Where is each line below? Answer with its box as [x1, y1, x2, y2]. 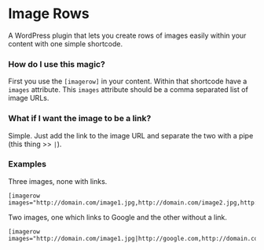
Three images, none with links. [8, 176, 108, 186]
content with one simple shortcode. [8, 39, 123, 48]
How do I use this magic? [8, 58, 106, 69]
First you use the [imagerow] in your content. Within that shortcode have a [8, 76, 247, 86]
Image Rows [8, 5, 90, 23]
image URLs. [8, 94, 49, 103]
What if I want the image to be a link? [8, 113, 152, 124]
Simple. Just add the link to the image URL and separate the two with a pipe [8, 131, 254, 140]
